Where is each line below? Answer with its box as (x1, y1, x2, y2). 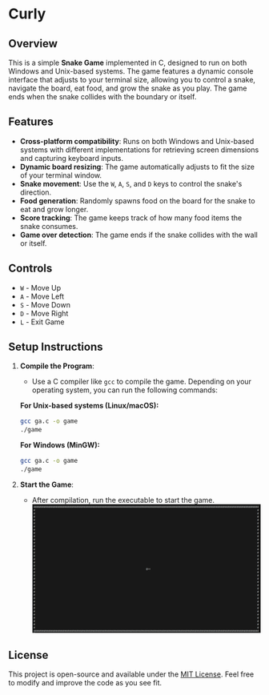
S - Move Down (19, 299, 70, 309)
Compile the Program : (19, 361, 94, 371)
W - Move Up (19, 283, 62, 292)
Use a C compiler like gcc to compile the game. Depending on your (31, 377, 252, 387)
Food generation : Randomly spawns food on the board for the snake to (19, 195, 255, 205)
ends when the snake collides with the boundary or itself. (8, 92, 197, 101)
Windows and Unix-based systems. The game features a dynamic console (8, 66, 254, 76)
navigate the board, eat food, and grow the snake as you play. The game (8, 83, 247, 93)
